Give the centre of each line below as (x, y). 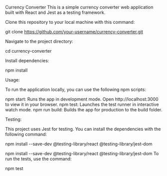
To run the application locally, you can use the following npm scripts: (76, 89)
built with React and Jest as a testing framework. (55, 12)
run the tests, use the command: (38, 159)
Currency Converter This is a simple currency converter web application (79, 7)
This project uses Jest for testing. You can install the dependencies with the (83, 129)
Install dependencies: (27, 61)
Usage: (12, 80)
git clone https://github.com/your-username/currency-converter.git (74, 32)
